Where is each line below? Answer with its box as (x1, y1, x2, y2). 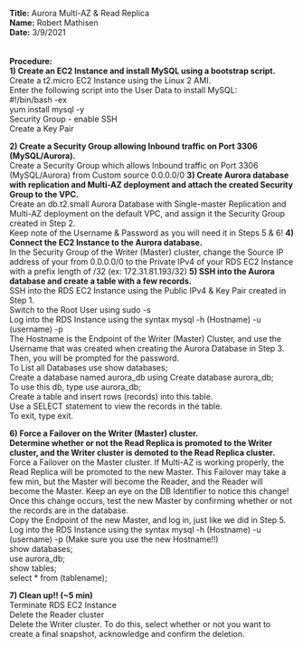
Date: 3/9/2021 (9, 27, 66, 37)
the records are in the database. (9, 505, 129, 516)
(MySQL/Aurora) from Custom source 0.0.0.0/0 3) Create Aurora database (9, 169, 289, 180)
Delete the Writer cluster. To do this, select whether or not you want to (9, 619, 271, 629)
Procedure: (9, 56, 52, 66)
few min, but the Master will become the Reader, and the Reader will (9, 476, 264, 487)
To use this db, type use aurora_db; (9, 382, 142, 392)
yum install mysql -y (9, 104, 85, 114)
